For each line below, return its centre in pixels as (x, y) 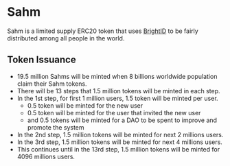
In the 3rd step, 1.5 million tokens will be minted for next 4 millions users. (120, 142)
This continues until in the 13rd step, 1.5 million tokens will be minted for (118, 149)
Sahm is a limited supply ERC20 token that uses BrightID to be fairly (103, 31)
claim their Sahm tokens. (52, 84)
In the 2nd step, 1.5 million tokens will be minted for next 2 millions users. (120, 134)
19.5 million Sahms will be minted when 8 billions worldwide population (117, 76)
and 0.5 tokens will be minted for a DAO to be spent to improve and (122, 120)
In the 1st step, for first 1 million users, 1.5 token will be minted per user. (117, 98)
